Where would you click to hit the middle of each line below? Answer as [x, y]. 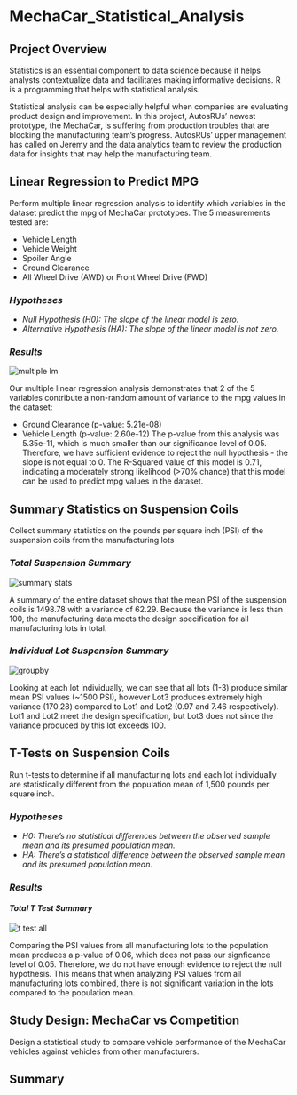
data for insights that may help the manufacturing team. [111, 154]
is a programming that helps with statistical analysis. [105, 89]
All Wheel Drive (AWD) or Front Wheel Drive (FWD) [115, 276]
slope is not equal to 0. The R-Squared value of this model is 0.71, [142, 462]
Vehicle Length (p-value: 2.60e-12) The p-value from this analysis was [151, 434]
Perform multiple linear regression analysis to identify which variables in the [148, 203]
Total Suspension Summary [70, 563]
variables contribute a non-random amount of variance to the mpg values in [148, 398]
